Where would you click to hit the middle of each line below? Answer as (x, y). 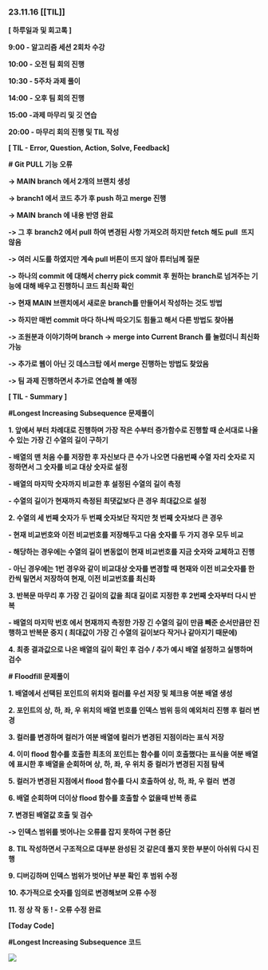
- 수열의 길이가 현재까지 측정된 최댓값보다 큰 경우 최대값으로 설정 (108, 501)
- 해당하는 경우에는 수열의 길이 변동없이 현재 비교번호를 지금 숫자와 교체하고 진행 (132, 552)
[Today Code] (31, 926)
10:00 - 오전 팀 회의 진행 (47, 64)
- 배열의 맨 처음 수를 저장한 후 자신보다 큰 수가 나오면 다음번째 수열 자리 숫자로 (128, 457)
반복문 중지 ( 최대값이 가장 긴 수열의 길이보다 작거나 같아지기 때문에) (133, 633)
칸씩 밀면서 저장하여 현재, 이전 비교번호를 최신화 (82, 579)
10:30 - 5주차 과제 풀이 (45, 81)
